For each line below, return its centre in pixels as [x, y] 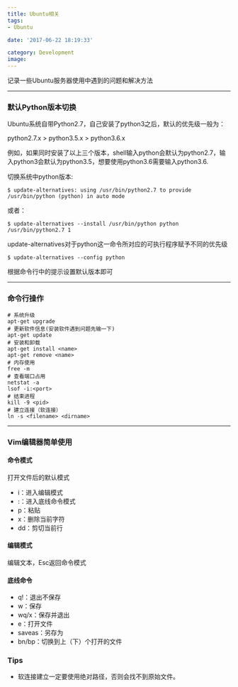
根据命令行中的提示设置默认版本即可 [60, 272]
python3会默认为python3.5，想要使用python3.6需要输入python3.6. [111, 162]
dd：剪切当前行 [40, 528]
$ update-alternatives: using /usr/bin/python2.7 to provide [100, 190]
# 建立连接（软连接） [34, 410]
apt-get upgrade [31, 321]
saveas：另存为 [40, 633]
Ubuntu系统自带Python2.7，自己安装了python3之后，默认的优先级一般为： [116, 124]
